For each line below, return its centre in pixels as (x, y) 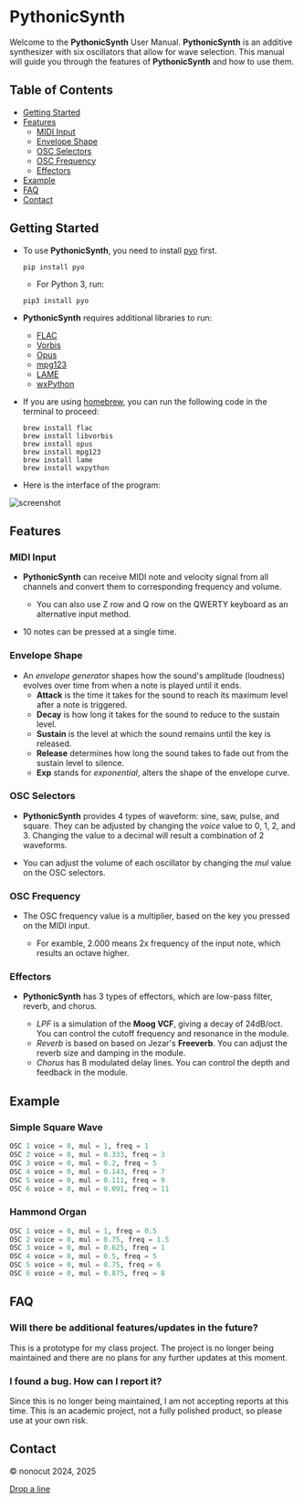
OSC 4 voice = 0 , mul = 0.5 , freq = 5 (83, 1256)
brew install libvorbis (68, 436)
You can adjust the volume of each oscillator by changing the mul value (157, 862)
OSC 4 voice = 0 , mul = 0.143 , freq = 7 (88, 1172)
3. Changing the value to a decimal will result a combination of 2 (143, 835)
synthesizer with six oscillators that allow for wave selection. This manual (147, 51)
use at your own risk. (49, 1420)
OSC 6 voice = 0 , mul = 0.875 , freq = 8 (88, 1274)
